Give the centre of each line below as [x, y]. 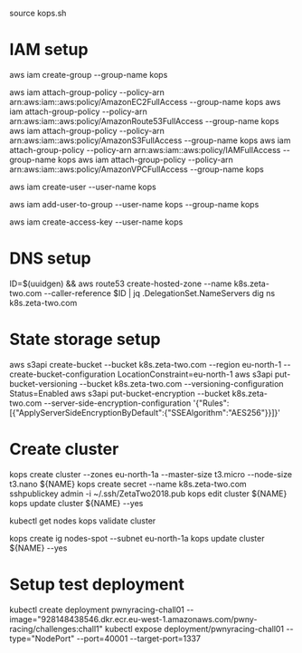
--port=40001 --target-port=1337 [139, 639]
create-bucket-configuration [62, 374]
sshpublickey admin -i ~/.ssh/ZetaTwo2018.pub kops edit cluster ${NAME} [148, 494]
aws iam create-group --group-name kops [89, 74]
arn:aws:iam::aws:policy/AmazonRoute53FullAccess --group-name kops [144, 120]
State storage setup [85, 340]
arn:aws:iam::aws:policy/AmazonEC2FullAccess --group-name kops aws [145, 101]
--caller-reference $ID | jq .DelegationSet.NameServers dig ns [160, 293]
